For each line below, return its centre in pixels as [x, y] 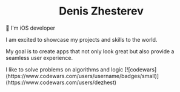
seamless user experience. [39, 57]
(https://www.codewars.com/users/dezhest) [61, 82]
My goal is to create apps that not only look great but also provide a [90, 51]
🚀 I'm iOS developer [31, 28]
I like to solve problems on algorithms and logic [65, 69]
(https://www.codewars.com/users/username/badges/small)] [82, 76]
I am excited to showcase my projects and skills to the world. [82, 39]
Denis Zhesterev [101, 11]
